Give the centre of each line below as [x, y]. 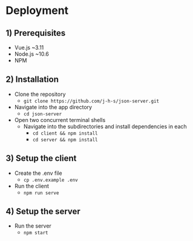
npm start [36, 233]
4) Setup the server [43, 212]
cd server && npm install [65, 140]
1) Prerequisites [36, 33]
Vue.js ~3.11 [29, 47]
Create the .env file [38, 173]
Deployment [37, 11]
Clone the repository [40, 94]
